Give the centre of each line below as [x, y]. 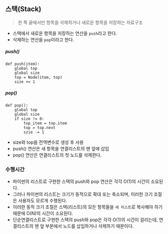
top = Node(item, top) [38, 77]
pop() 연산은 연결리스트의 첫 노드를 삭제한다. [57, 155]
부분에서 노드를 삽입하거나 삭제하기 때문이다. [89, 226]
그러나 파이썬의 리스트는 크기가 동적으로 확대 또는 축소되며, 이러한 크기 [82, 194]
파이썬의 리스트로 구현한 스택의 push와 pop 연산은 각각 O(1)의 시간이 [81, 181]
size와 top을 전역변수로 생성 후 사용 [48, 142]
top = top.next [40, 127]
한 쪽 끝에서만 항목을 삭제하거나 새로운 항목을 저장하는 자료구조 [80, 22]
